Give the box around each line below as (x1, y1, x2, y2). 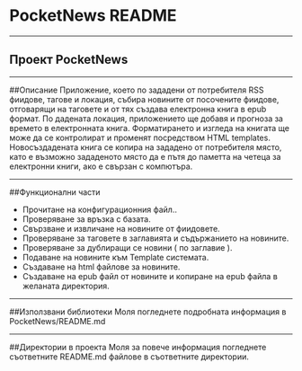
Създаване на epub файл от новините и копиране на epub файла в (22, 270, 279, 281)
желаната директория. (22, 280, 110, 291)
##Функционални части (9, 186, 101, 198)
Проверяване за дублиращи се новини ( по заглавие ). (22, 242, 233, 252)
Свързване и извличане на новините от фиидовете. (22, 223, 220, 234)
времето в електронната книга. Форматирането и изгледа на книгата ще (9, 122, 290, 133)
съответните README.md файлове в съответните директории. (9, 351, 250, 362)
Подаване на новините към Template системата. (22, 252, 209, 262)
